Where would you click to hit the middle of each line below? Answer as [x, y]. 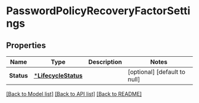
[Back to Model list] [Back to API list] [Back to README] [74, 94]
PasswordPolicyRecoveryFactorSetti [98, 11]
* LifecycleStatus [58, 75]
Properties [26, 45]
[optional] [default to [156, 72]
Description [105, 62]
